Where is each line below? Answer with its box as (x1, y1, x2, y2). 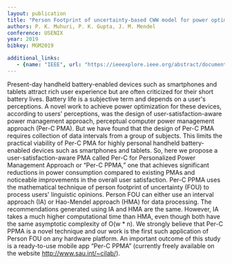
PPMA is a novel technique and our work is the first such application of (7, 227, 209, 235)
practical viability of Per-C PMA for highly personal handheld (7, 139, 180, 147)
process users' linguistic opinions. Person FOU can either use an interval (7, 190, 214, 198)
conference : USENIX (7, 29, 64, 37)
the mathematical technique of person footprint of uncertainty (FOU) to (7, 182, 209, 191)
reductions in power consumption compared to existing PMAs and (7, 168, 195, 176)
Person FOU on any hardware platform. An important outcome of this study (7, 234, 221, 243)
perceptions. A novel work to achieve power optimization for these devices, (7, 102, 222, 111)
